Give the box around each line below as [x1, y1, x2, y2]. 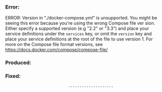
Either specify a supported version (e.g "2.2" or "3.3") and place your [5, 25, 149, 31]
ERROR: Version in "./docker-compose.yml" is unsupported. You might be [5, 15, 157, 21]
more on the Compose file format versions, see [5, 41, 103, 47]
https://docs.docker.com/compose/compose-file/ [5, 46, 108, 53]
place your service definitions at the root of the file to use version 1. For [5, 36, 153, 42]
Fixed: [5, 72, 21, 79]
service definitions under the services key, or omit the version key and [5, 31, 152, 37]
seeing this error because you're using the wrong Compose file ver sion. [5, 20, 155, 26]
